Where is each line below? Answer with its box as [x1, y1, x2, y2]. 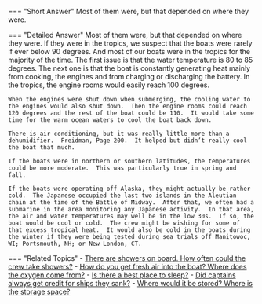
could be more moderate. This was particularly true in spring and [8, 164, 237, 172]
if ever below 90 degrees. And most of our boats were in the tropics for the [8, 47, 251, 56]
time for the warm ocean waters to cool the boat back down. [8, 116, 213, 124]
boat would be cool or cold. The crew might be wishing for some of [8, 219, 241, 227]
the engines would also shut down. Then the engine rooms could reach [8, 102, 247, 110]
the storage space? [8, 287, 71, 296]
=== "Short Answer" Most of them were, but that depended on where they [8, 7, 249, 16]
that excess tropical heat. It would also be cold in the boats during [8, 226, 251, 234]
